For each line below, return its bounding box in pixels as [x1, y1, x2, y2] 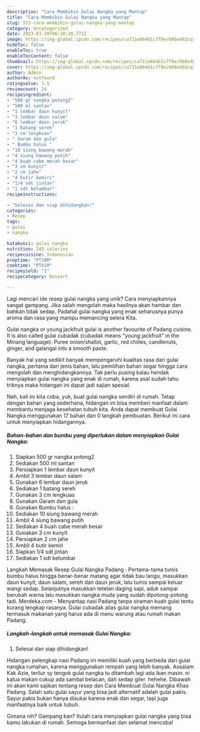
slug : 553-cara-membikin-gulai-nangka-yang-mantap [7, 20, 135, 26]
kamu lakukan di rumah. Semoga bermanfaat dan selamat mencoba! [7, 718, 174, 726]
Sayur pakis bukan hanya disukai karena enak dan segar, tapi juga [7, 695, 169, 702]
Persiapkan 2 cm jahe [15, 535, 69, 542]
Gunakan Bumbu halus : [15, 503, 74, 511]
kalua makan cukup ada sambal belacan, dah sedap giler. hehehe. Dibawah [7, 675, 191, 683]
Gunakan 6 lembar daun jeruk [15, 478, 88, 486]
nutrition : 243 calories [7, 246, 68, 252]
